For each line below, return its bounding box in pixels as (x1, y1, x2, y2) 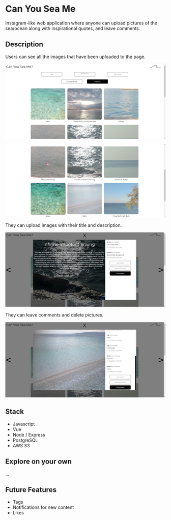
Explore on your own (5, 457, 72, 466)
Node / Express (12, 431, 46, 438)
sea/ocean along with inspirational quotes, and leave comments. (5, 25, 140, 31)
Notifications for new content (12, 504, 74, 510)
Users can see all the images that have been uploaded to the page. (5, 53, 146, 60)
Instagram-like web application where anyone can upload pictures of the (5, 20, 158, 26)
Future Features (5, 485, 57, 494)
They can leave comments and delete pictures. (5, 312, 104, 318)
